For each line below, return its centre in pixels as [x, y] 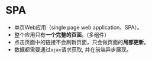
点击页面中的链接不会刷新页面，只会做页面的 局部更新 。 [81, 42]
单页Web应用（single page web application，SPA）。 [78, 27]
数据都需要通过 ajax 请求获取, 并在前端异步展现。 [73, 49]
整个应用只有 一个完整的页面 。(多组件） [62, 35]
